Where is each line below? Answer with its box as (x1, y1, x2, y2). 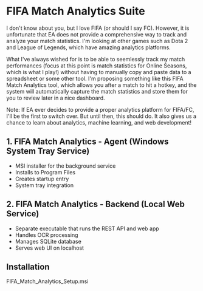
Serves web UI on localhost (15, 244, 84, 252)
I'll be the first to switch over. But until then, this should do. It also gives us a (6, 112, 196, 120)
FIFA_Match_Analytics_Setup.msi (6, 278, 89, 285)
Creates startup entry (15, 175, 69, 182)
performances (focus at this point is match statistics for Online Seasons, (6, 62, 187, 69)
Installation (6, 261, 50, 272)
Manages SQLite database (15, 238, 82, 245)
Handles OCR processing (15, 231, 78, 238)
